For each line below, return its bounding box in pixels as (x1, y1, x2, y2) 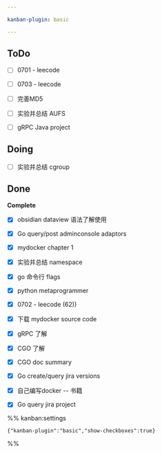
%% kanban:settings (7, 414, 67, 423)
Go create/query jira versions (17, 372, 101, 380)
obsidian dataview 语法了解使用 (17, 215, 107, 224)
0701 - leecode (17, 66, 60, 74)
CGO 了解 (17, 344, 45, 352)
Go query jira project (17, 401, 76, 409)
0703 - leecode (17, 80, 61, 88)
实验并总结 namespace (17, 258, 83, 266)
